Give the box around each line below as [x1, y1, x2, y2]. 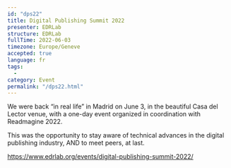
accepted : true [7, 50, 52, 57]
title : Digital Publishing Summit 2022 [7, 17, 125, 24]
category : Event [7, 76, 55, 84]
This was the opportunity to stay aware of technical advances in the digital [7, 131, 225, 140]
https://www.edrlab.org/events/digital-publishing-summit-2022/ [7, 152, 194, 161]
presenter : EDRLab [7, 23, 61, 30]
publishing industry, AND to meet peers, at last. [7, 139, 145, 147]
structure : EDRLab [7, 30, 61, 38]
